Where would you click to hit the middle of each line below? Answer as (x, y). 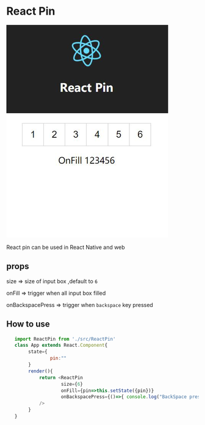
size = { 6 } (72, 384)
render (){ (41, 371)
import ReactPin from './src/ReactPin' (65, 339)
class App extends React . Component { (61, 346)
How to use (28, 324)
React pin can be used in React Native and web (66, 247)
